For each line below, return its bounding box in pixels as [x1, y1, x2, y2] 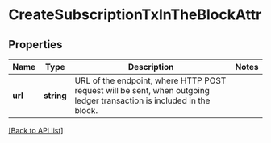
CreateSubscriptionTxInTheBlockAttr [8, 6, 262, 24]
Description [127, 62, 174, 72]
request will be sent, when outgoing [74, 85, 210, 96]
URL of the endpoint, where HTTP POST [74, 75, 227, 86]
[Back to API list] [8, 126, 64, 135]
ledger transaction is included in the [74, 95, 211, 106]
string [43, 90, 67, 101]
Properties [8, 38, 63, 51]
